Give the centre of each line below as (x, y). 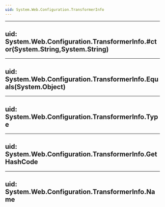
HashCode (22, 162)
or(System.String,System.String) (57, 49)
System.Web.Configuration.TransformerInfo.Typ (82, 117)
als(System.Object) (35, 87)
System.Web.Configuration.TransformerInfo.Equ (82, 79)
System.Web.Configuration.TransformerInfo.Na (80, 192)
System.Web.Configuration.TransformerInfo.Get (81, 154)
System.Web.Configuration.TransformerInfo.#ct (81, 42)
